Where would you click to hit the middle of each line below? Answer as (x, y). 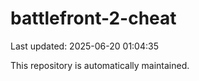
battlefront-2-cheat (93, 18)
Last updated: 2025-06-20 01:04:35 (84, 46)
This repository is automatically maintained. (100, 65)
